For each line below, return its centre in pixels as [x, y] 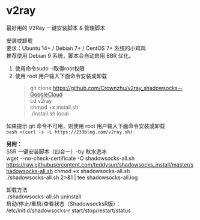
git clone [41, 88]
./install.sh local [49, 113]
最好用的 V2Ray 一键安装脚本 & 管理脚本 [56, 28]
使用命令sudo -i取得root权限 [50, 68]
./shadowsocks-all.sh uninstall [44, 197]
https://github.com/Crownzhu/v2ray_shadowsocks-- [118, 88]
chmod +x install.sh [54, 107]
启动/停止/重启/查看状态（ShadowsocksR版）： [64, 203]
